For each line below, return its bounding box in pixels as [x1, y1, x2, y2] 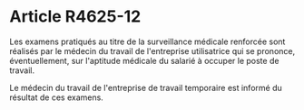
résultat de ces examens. [9, 92, 104, 103]
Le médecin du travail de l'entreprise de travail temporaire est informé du [9, 82, 283, 93]
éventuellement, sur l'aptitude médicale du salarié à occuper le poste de [9, 55, 279, 66]
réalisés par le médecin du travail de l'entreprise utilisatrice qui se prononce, [9, 45, 296, 56]
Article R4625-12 [9, 6, 142, 27]
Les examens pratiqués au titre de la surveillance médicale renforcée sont [9, 36, 286, 47]
